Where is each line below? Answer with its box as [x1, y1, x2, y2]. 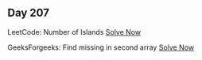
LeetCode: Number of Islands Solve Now [7, 27, 141, 36]
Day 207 [7, 6, 49, 20]
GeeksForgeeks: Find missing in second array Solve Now [7, 43, 195, 52]
